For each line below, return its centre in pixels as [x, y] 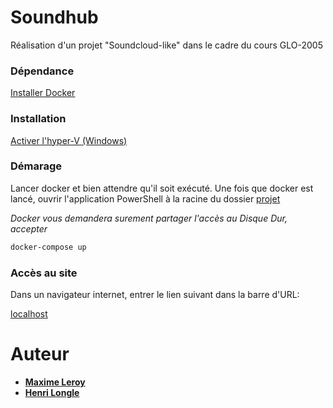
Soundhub [54, 17]
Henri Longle [52, 392]
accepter [29, 228]
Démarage [36, 166]
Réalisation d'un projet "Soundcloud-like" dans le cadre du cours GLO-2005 [166, 45]
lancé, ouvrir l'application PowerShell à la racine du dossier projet [145, 198]
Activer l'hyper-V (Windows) [69, 140]
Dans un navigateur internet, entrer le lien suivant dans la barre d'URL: [155, 294]
